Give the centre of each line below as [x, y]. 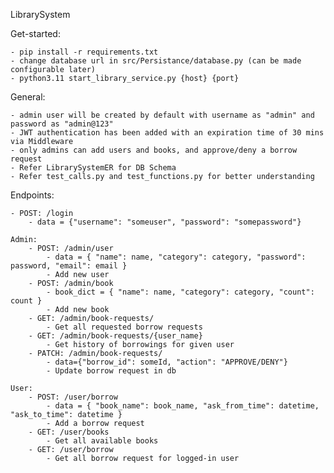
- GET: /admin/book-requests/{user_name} [115, 336]
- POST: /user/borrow [73, 397]
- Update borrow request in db [111, 371]
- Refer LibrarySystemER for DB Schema [93, 168]
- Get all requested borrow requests [124, 327]
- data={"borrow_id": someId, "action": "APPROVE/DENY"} [167, 362]
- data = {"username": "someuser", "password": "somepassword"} [165, 222]
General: [28, 97]
